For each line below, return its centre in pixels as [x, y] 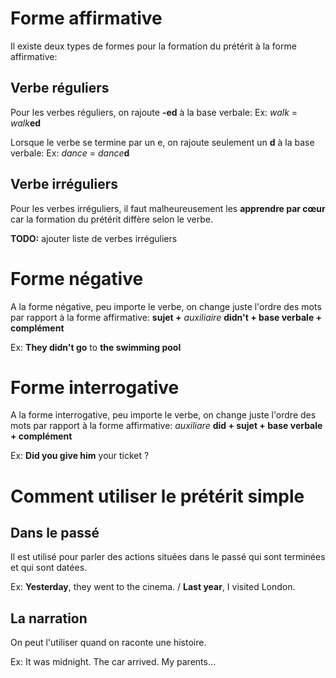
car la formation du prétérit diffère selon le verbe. [111, 219]
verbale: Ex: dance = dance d [70, 153]
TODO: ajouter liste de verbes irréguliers [94, 238]
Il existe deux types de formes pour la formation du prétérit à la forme [153, 46]
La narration [49, 618]
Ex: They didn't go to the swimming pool [96, 347]
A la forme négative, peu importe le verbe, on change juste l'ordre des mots [166, 306]
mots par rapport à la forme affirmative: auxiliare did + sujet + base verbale [166, 426]
